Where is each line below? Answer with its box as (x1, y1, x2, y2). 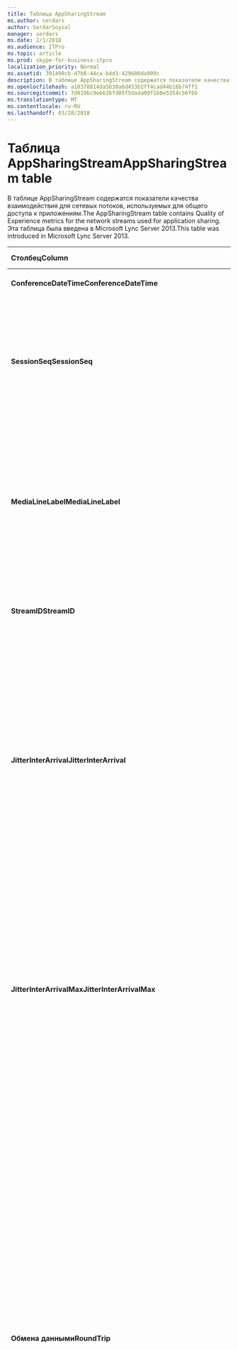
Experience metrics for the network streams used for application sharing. (7, 216, 221, 225)
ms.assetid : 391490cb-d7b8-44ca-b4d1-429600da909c (7, 70, 160, 77)
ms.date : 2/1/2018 (7, 37, 62, 44)
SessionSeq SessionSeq (11, 356, 93, 366)
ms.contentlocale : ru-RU (7, 103, 81, 110)
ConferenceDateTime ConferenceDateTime (11, 278, 158, 288)
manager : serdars (7, 30, 59, 38)
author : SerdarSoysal (7, 23, 72, 31)
